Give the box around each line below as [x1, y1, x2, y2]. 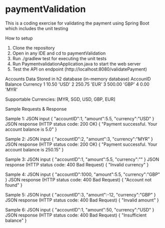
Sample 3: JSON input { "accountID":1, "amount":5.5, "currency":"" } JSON [5, 156, 159, 162]
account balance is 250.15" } [5, 146, 64, 152]
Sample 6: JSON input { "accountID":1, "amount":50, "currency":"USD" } [5, 206, 154, 212]
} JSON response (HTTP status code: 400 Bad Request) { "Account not [5, 176, 151, 182]
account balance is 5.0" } [5, 126, 57, 132]
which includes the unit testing [5, 25, 68, 31]
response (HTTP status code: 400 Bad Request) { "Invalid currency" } [5, 161, 149, 167]
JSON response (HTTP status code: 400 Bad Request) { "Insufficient [5, 212, 147, 218]
